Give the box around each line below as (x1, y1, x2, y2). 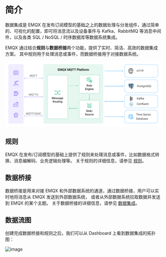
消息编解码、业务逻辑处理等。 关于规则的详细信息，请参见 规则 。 (13, 157, 147, 163)
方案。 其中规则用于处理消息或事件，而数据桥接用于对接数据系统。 (5, 51, 141, 57)
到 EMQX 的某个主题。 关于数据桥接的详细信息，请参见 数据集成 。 (5, 200, 140, 206)
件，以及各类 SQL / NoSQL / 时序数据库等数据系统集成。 (5, 34, 120, 40)
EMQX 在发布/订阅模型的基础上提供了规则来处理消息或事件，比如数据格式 (5, 152, 155, 157)
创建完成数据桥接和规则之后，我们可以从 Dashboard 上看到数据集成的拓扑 (5, 230, 156, 236)
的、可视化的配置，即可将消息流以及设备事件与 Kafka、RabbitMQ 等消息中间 (5, 28, 162, 34)
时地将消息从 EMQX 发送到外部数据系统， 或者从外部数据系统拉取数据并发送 (5, 194, 161, 200)
